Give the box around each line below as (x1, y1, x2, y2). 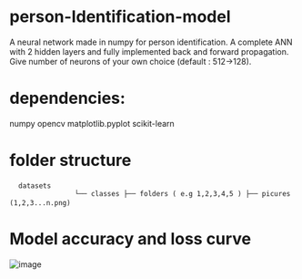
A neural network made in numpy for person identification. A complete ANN (9, 36, 293, 47)
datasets (17, 181, 52, 191)
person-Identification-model (9, 6, 231, 27)
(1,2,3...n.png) (9, 198, 71, 207)
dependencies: (9, 88, 126, 108)
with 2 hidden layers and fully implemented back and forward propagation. (9, 46, 289, 57)
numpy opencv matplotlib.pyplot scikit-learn (9, 118, 175, 129)
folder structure (9, 150, 132, 170)
